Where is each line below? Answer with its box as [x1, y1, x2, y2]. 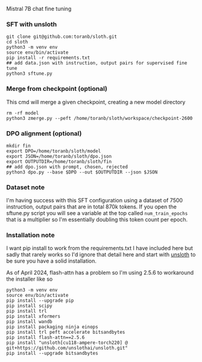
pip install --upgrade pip [6, 298, 74, 304]
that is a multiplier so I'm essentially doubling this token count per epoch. [6, 216, 188, 223]
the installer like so [6, 275, 53, 282]
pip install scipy [6, 303, 52, 309]
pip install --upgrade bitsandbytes [6, 351, 98, 357]
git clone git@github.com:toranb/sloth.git [6, 34, 118, 40]
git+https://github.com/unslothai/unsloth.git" [6, 345, 128, 351]
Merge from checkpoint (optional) [6, 84, 107, 93]
